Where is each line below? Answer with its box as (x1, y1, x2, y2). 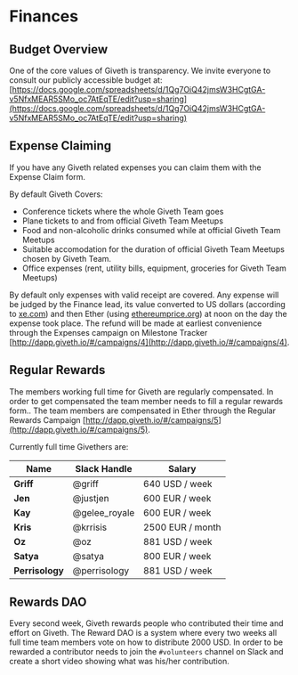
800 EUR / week (143, 549, 212, 562)
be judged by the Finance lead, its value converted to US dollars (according (9, 298, 286, 309)
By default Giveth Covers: (9, 189, 104, 199)
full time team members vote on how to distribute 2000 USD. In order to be (9, 637, 283, 647)
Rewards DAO (9, 595, 87, 610)
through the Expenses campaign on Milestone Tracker (9, 327, 208, 337)
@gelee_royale (72, 506, 135, 518)
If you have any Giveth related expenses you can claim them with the (9, 162, 262, 173)
